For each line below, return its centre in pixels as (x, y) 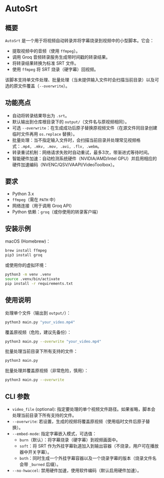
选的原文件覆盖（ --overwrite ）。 (37, 86)
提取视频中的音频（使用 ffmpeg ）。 (46, 51)
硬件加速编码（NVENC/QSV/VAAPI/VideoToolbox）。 (64, 164)
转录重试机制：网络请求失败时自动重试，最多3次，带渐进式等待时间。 (82, 152)
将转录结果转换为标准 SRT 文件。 (45, 63)
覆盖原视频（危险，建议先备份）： (38, 332)
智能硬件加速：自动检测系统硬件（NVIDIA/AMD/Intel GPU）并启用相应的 (84, 158)
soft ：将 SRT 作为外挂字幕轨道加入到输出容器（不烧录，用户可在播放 (89, 446)
